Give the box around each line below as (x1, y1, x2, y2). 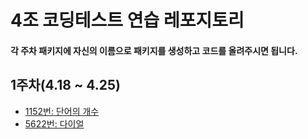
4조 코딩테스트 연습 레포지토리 (10, 9, 245, 32)
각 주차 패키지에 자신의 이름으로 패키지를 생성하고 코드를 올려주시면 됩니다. (10, 44, 298, 56)
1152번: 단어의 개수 (24, 105, 100, 117)
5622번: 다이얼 (24, 117, 85, 130)
